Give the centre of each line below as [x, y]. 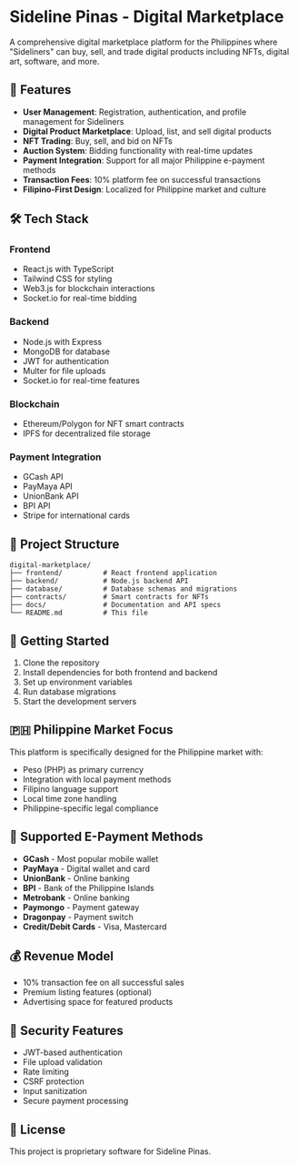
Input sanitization [55, 1091]
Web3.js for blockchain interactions [89, 289]
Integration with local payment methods [97, 779]
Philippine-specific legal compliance [90, 808]
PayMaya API [47, 487]
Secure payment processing [75, 1101]
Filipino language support [70, 788]
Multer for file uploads [64, 370]
